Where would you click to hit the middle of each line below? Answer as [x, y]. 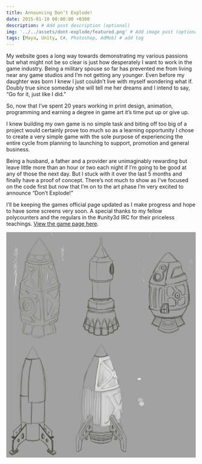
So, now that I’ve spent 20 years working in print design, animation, [90, 106]
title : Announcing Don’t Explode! [50, 13]
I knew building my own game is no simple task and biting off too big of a [97, 124]
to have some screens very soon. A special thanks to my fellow [84, 211]
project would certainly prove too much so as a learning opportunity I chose [100, 130]
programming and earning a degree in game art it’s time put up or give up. [98, 112]
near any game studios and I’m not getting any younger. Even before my [96, 75]
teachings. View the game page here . [53, 224]
